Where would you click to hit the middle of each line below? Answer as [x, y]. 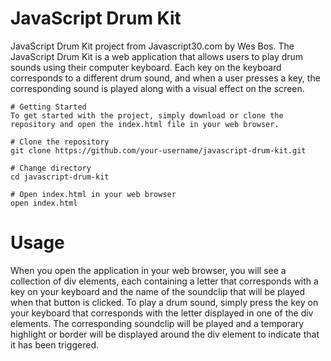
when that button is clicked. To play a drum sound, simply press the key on [164, 302]
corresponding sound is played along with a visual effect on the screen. [157, 88]
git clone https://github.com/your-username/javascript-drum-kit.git [158, 150]
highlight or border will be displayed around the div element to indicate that [165, 334]
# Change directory [51, 168]
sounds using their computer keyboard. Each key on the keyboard [146, 67]
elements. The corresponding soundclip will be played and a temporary [157, 323]
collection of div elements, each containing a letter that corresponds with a [164, 281]
